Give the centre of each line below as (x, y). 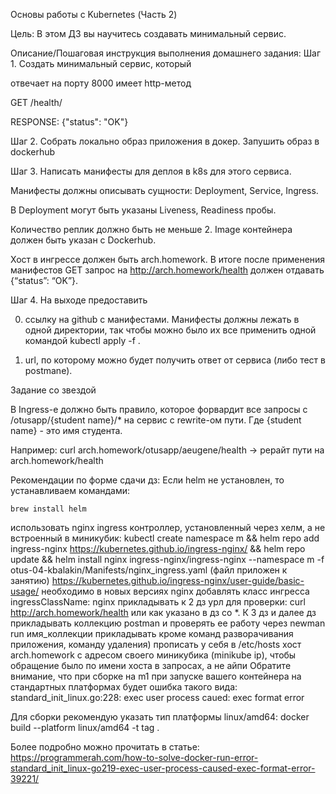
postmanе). (48, 370)
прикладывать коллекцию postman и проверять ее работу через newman (168, 623)
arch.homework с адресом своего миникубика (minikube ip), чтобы (153, 655)
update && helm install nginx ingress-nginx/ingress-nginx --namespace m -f (167, 559)
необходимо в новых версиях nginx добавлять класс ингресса (175, 591)
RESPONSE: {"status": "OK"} (69, 122)
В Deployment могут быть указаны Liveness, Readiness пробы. (143, 210)
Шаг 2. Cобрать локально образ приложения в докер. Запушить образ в (165, 141)
